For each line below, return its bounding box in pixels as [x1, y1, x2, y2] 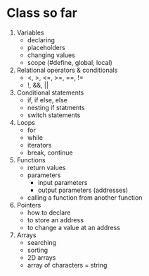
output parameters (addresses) [37, 186, 129, 194]
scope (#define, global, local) [27, 58, 113, 66]
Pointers [16, 200, 41, 209]
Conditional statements [16, 88, 84, 97]
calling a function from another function [27, 193, 143, 202]
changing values [27, 51, 75, 59]
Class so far [6, 5, 78, 21]
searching [27, 238, 57, 246]
